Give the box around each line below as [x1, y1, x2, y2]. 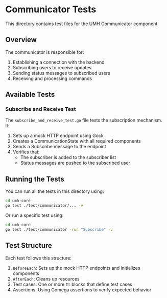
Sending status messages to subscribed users [12, 70, 111, 76]
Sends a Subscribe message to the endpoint [12, 144, 106, 150]
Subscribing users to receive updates [12, 64, 92, 70]
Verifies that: [12, 149, 40, 155]
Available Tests [5, 90, 55, 99]
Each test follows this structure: [5, 255, 72, 261]
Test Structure [5, 241, 53, 250]
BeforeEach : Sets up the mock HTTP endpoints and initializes [12, 265, 140, 271]
